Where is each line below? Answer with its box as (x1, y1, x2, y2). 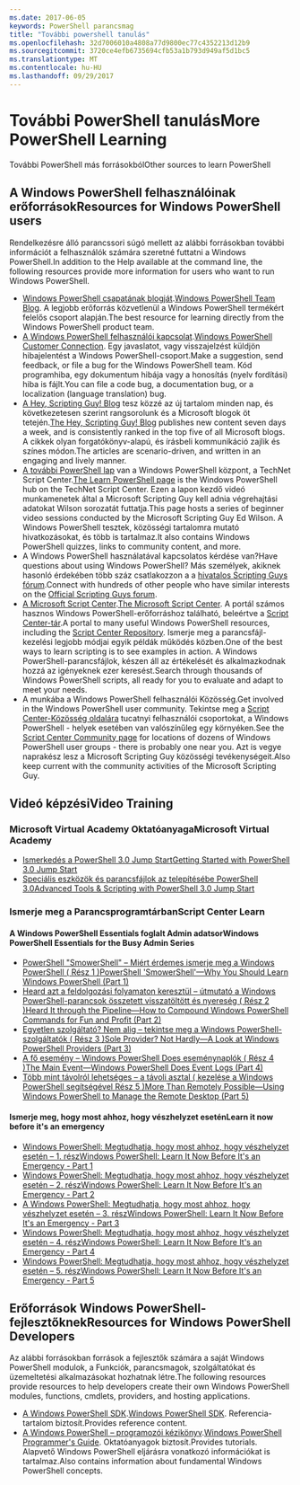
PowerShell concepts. (21, 1465, 103, 1476)
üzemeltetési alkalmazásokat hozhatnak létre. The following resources (9, 1372, 267, 1383)
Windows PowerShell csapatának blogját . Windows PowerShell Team (21, 293, 276, 304)
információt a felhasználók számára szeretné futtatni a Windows (9, 246, 246, 257)
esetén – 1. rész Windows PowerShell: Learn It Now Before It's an (21, 1151, 261, 1162)
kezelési (21, 636, 54, 647)
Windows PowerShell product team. (21, 321, 155, 332)
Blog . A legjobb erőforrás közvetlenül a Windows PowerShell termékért (21, 302, 285, 313)
